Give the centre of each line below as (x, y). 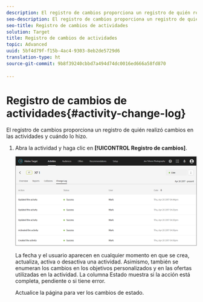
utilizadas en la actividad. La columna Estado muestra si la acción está (102, 274)
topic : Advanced (27, 45)
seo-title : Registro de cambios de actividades (67, 25)
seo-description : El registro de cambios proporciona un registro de (96, 19)
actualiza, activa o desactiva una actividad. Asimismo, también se (97, 262)
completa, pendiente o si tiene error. (60, 281)
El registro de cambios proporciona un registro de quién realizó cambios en (100, 130)
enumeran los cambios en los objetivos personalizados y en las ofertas (103, 268)
